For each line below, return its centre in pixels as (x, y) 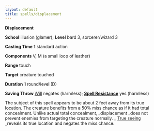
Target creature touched (30, 74)
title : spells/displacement (33, 14)
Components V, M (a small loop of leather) (48, 56)
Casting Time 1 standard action (36, 46)
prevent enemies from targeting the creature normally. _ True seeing (73, 118)
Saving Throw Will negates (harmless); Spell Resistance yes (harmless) (77, 93)
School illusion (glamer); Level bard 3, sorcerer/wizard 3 (61, 37)
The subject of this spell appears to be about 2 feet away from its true (75, 102)
